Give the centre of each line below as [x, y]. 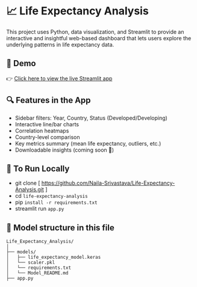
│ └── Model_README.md [37, 273]
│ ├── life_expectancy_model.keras [54, 258]
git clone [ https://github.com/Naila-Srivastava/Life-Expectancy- [95, 183]
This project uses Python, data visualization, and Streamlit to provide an [95, 32]
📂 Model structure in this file [60, 228]
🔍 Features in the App [49, 100]
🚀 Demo [21, 63]
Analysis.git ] [31, 190]
